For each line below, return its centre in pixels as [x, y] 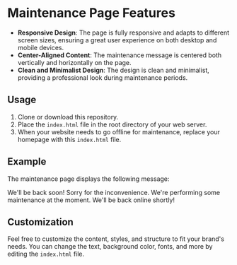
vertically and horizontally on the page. [75, 62]
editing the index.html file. [46, 254]
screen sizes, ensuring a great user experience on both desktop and [117, 40]
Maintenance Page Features [91, 13]
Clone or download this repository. [68, 117]
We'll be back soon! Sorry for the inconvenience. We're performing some [114, 192]
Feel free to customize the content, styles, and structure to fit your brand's [116, 239]
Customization [41, 222]
